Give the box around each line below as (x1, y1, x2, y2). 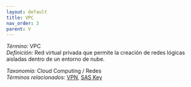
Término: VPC (6, 43, 41, 50)
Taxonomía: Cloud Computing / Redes (6, 68, 102, 75)
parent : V (6, 26, 32, 32)
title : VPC (6, 15, 34, 21)
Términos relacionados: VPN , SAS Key (6, 74, 102, 81)
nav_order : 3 (6, 20, 39, 26)
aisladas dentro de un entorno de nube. (6, 55, 105, 63)
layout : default (6, 9, 47, 15)
